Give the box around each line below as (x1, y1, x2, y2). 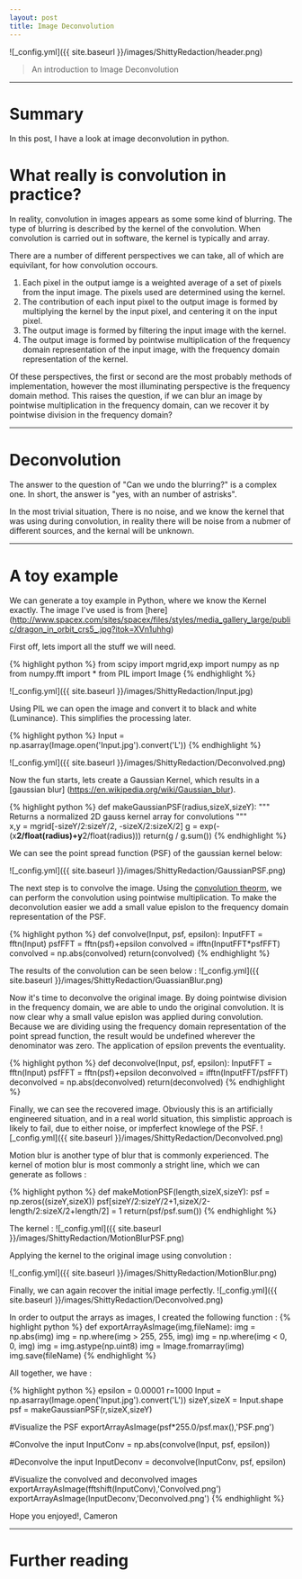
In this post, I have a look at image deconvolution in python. (9, 133, 229, 144)
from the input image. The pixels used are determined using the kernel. (22, 287, 286, 298)
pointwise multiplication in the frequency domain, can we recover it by (9, 400, 270, 411)
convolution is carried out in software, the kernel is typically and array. (9, 233, 270, 244)
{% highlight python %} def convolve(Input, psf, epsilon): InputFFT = (9, 929, 263, 940)
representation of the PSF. (9, 911, 107, 923)
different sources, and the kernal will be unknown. (9, 526, 195, 537)
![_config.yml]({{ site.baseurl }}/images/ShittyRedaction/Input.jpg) (9, 686, 253, 697)
